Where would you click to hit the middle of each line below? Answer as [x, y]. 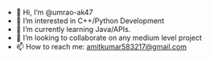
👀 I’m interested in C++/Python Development [90, 21]
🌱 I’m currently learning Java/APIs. [73, 29]
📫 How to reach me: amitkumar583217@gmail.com [101, 47]
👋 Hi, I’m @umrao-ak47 [54, 12]
